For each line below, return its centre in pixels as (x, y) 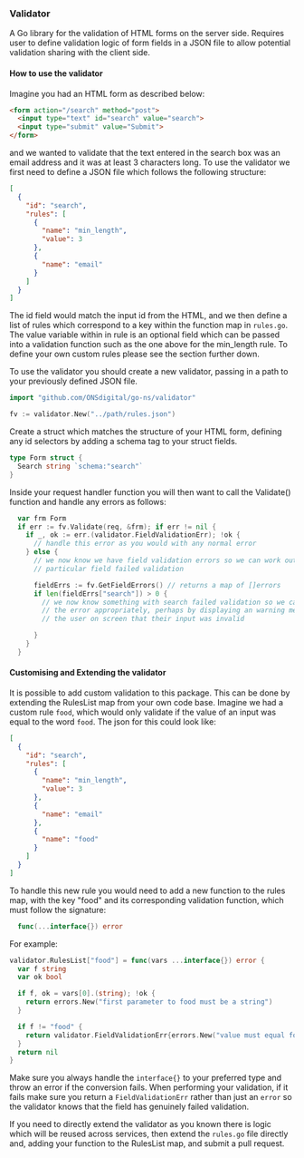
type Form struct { (46, 458)
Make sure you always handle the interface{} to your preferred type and (146, 1078)
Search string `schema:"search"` (81, 466)
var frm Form (42, 518)
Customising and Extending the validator (88, 673)
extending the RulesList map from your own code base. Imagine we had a (146, 702)
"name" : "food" (71, 840)
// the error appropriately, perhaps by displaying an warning (163, 610)
